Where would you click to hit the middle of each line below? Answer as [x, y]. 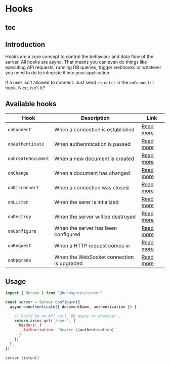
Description [95, 118]
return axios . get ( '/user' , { [45, 321]
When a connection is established [94, 130]
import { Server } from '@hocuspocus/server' [54, 293]
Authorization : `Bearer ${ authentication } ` [70, 330]
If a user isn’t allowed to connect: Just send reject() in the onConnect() [80, 83]
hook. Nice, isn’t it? [25, 88]
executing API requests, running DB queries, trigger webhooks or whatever [83, 67]
